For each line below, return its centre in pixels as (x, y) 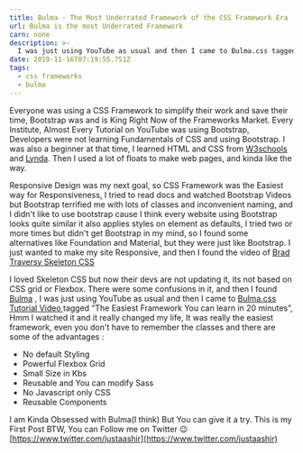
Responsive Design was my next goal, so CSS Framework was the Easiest (147, 185)
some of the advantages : (57, 336)
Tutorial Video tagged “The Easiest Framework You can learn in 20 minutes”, (151, 308)
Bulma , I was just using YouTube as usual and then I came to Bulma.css (143, 298)
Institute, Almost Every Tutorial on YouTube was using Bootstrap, (129, 129)
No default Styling (56, 354)
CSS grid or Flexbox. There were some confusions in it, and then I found (143, 288)
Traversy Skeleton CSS (52, 261)
